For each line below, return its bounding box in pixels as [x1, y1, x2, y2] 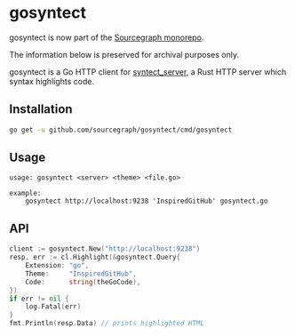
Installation [9, 101, 73, 117]
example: [9, 189, 42, 198]
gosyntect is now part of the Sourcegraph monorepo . [9, 32, 204, 43]
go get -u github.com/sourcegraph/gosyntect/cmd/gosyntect [9, 125, 233, 134]
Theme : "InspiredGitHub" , [25, 269, 138, 278]
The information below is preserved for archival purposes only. [9, 49, 240, 60]
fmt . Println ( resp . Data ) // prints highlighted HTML [9, 319, 204, 328]
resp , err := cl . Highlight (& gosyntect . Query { [9, 252, 180, 262]
